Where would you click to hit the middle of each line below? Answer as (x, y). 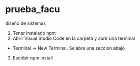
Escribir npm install (33, 58)
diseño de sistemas (26, 23)
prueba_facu (33, 9)
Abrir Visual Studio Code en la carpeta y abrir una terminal (74, 38)
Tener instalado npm (34, 33)
